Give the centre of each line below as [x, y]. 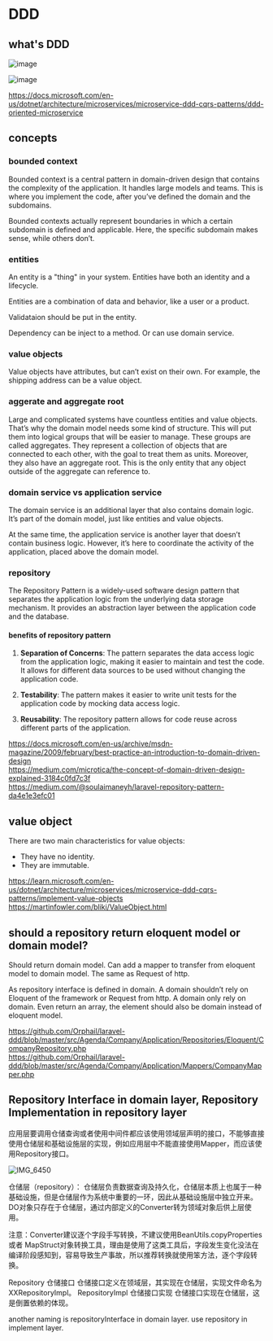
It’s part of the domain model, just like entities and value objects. [116, 519]
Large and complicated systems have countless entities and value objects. [133, 419]
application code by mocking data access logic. [100, 703]
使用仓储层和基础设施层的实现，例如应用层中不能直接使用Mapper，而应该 [132, 1143]
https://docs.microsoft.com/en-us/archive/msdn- [91, 744]
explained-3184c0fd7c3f [50, 778]
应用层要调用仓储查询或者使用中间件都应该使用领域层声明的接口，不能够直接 [136, 1133]
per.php [22, 1074]
